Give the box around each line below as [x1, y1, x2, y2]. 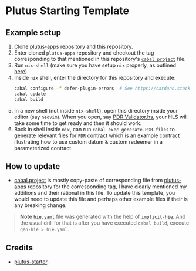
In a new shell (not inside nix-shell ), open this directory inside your [13, 107, 178, 114]
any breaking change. [13, 202, 67, 209]
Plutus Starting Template [5, 4, 130, 18]
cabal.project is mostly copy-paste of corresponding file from [13, 177, 163, 184]
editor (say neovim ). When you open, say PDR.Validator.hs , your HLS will [13, 113, 188, 120]
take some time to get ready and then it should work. [13, 119, 142, 127]
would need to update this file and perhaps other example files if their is [13, 195, 188, 203]
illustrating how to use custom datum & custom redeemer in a [13, 138, 163, 145]
